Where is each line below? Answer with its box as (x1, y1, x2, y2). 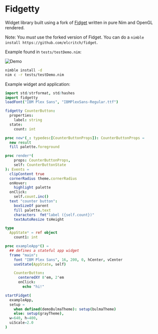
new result (9, 140, 32, 145)
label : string (14, 118, 42, 123)
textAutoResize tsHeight (14, 217, 64, 222)
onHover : (9, 181, 27, 186)
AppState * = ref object (9, 230, 57, 235)
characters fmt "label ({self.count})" (14, 212, 95, 217)
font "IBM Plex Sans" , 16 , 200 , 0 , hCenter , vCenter (14, 257, 123, 262)
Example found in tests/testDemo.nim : (5, 49, 82, 55)
